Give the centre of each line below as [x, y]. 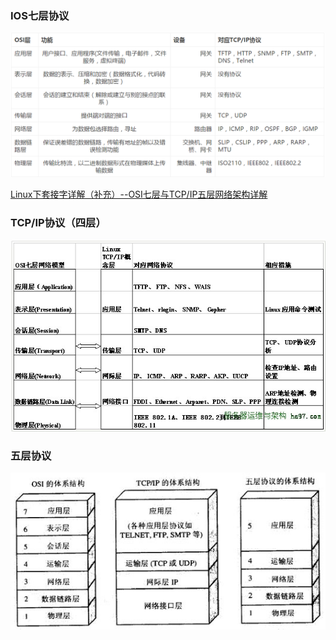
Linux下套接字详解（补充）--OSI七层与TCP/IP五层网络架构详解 [139, 194]
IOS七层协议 [40, 15]
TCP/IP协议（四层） [58, 222]
